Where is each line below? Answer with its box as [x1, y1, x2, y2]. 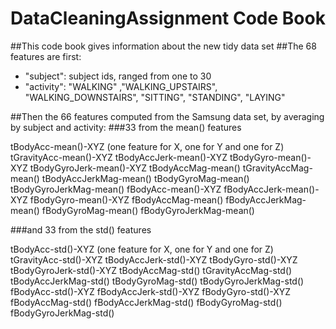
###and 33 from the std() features [10, 223, 152, 236]
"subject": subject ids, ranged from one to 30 [24, 70, 212, 82]
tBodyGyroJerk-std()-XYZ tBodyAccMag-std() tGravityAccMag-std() [10, 264, 293, 276]
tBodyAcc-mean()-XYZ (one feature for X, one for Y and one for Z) [10, 140, 285, 152]
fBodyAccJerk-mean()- [223, 183, 320, 195]
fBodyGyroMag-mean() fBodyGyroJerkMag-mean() [41, 204, 255, 216]
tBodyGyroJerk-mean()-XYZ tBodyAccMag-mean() [29, 162, 241, 174]
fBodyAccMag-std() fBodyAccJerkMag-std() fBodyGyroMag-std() [10, 296, 283, 308]
